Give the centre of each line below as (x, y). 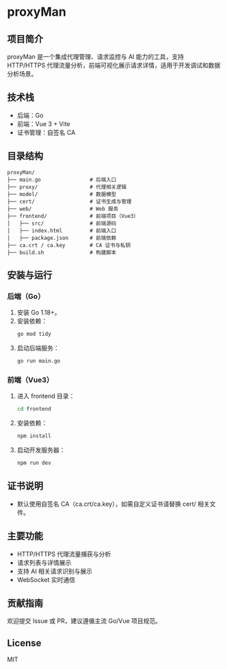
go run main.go (39, 361)
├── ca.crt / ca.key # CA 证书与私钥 (69, 245)
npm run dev (34, 463)
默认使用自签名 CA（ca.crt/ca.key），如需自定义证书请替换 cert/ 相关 (113, 504)
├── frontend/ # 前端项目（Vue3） (73, 216)
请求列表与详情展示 (44, 562)
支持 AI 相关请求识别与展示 (55, 571)
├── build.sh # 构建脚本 (62, 252)
